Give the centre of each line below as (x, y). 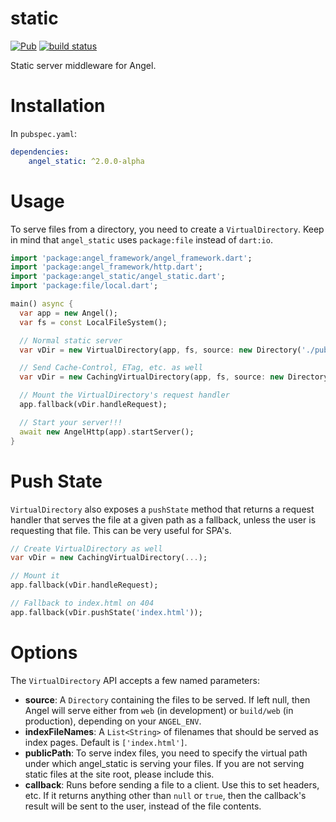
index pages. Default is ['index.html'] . (106, 742)
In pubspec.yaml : (43, 133)
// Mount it (35, 576)
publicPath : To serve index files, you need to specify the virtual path (166, 753)
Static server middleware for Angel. (83, 65)
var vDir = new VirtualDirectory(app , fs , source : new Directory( (160, 350)
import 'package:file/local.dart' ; (84, 286)
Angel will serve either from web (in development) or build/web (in (159, 710)
